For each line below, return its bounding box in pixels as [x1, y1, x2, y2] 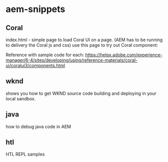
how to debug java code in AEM [5, 123, 71, 129]
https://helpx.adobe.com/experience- [85, 52, 163, 58]
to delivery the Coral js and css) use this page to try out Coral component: [5, 42, 158, 48]
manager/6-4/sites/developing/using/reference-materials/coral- [5, 57, 138, 63]
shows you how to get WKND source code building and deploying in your [5, 90, 156, 96]
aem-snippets [5, 4, 65, 15]
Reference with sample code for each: [5, 52, 84, 58]
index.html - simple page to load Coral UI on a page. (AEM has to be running [5, 37, 163, 43]
